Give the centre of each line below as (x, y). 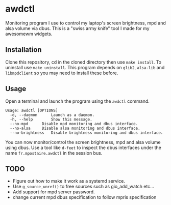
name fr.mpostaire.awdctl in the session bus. (54, 153)
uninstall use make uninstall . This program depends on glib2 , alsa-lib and (85, 67)
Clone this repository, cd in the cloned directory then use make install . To (83, 62)
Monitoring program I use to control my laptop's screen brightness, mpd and (86, 23)
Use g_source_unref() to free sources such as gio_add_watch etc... (83, 187)
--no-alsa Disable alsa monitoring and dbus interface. (75, 128)
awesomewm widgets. (29, 34)
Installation (23, 50)
